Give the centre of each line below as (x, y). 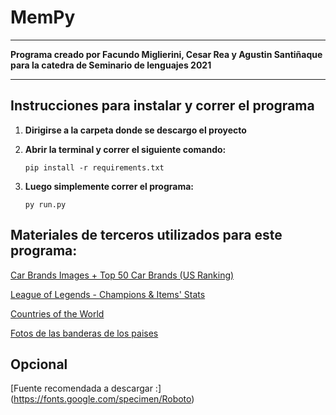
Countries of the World (57, 313)
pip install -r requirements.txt (94, 167)
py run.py (45, 204)
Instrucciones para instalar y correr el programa (162, 106)
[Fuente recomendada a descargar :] (86, 388)
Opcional (39, 364)
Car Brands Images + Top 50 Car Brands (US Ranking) (122, 275)
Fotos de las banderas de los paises (84, 333)
